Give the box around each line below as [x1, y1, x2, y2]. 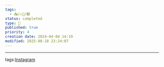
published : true [5, 25, 38, 30]
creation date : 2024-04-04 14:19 [5, 34, 73, 39]
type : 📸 [5, 20, 21, 26]
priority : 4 [5, 30, 29, 34]
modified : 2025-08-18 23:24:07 [5, 39, 69, 44]
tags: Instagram [5, 56, 36, 62]
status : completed [5, 16, 42, 21]
